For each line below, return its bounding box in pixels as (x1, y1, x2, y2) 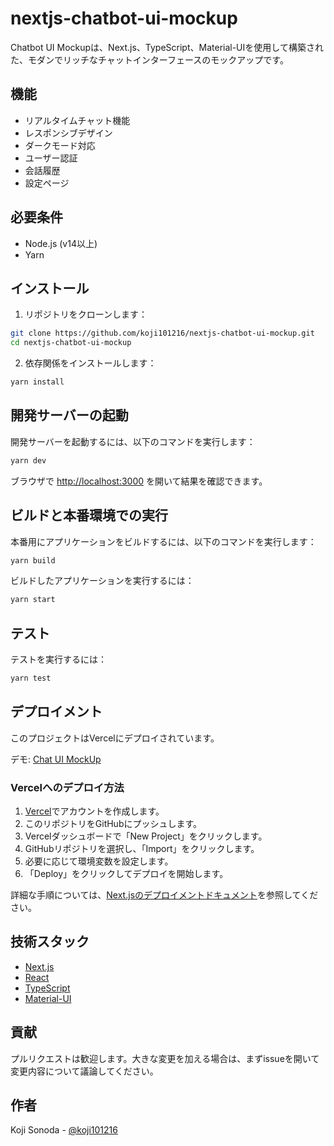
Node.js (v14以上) (24, 237, 98, 249)
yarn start (10, 595, 56, 605)
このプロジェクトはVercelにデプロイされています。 (10, 732, 220, 744)
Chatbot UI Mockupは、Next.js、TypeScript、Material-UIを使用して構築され (10, 41, 324, 53)
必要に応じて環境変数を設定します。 (24, 855, 174, 867)
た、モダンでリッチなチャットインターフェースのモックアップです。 (10, 53, 289, 66)
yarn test (10, 673, 52, 684)
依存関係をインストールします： (24, 357, 157, 369)
